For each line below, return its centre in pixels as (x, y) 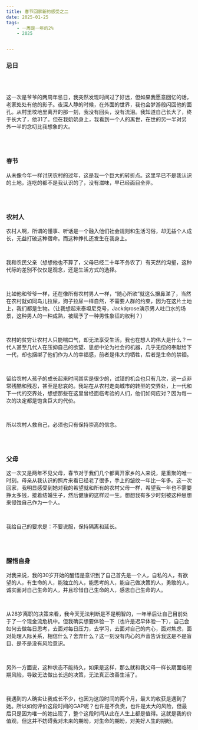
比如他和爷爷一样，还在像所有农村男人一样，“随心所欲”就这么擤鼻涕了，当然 (99, 294)
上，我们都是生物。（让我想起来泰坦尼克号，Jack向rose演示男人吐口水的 (93, 309)
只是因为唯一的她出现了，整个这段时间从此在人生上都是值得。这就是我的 (99, 713)
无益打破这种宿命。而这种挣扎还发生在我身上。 (73, 238)
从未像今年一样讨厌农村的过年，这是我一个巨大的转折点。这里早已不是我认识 (99, 175)
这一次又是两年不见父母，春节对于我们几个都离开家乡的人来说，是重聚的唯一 (99, 473)
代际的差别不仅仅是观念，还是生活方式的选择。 (63, 270)
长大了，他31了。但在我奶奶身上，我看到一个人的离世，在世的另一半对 (96, 119)
